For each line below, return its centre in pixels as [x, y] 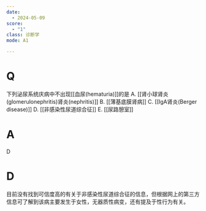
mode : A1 [17, 40]
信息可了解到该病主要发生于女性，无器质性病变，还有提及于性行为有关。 [97, 201]
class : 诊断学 [23, 35]
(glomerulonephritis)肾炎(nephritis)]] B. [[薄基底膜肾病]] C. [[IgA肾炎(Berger [102, 101]
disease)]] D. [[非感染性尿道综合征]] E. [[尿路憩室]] [70, 109]
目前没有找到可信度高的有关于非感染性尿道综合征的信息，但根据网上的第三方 [103, 194]
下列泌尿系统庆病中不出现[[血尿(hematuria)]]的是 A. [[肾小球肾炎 [87, 94]
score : [15, 23]
